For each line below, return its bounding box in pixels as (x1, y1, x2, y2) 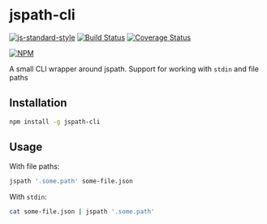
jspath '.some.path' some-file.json (9, 177, 133, 186)
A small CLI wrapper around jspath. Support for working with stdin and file (9, 63, 259, 74)
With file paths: (9, 162, 60, 171)
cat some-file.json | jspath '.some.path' (9, 208, 155, 216)
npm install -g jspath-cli (9, 118, 101, 126)
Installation (9, 96, 67, 110)
